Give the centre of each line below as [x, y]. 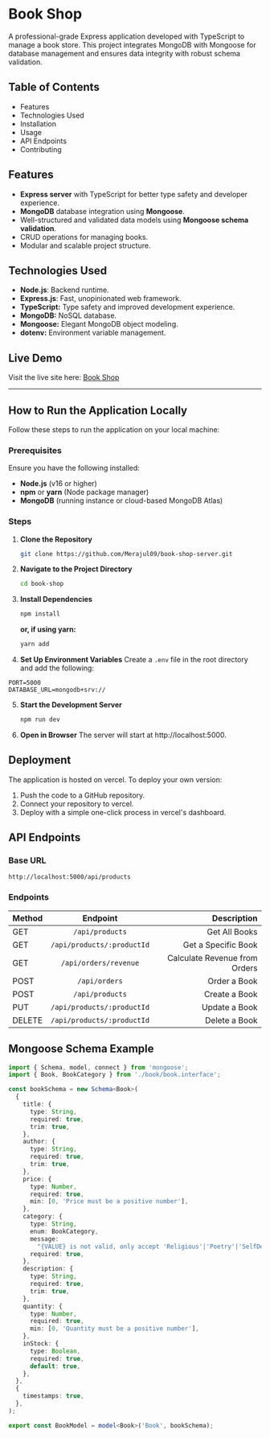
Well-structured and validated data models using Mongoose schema [134, 220]
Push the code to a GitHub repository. [82, 795]
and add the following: [57, 668]
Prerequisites [35, 450]
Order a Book [233, 981]
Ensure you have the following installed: [74, 468]
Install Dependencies [56, 600]
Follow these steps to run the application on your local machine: [114, 430]
